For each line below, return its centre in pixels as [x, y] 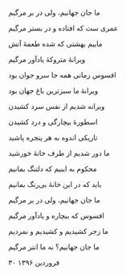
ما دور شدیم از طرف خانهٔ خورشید [59, 153]
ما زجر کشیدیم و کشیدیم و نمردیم [59, 231]
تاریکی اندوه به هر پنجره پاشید [53, 137]
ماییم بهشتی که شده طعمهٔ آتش [55, 44]
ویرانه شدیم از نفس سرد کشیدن [57, 106]
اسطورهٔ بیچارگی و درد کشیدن [53, 122]
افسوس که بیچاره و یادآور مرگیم [56, 215]
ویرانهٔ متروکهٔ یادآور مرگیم [47, 59]
